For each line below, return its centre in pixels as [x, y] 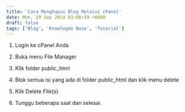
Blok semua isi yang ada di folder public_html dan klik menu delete [97, 80]
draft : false [22, 23]
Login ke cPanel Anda [42, 45]
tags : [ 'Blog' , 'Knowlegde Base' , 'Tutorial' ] [65, 28]
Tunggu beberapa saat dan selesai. [58, 103]
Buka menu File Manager [46, 57]
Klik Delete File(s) [37, 91]
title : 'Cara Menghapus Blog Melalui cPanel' [64, 12]
